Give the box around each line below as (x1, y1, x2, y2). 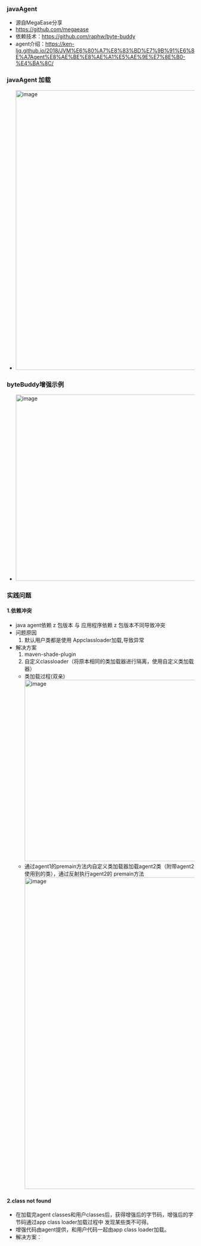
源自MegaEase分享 (15, 19, 63, 26)
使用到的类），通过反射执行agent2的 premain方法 (24, 870, 145, 877)
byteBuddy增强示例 (7, 380, 64, 388)
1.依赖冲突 (7, 607, 32, 614)
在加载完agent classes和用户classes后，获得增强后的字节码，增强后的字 (15, 1211, 194, 1219)
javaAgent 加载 (7, 76, 51, 84)
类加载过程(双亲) (24, 673, 65, 680)
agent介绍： (15, 41, 46, 48)
